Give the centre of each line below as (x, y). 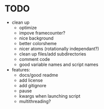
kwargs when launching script (50, 96)
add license (31, 80)
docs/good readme (39, 75)
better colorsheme (38, 43)
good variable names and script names (59, 64)
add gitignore (33, 85)
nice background (36, 38)
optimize (28, 27)
